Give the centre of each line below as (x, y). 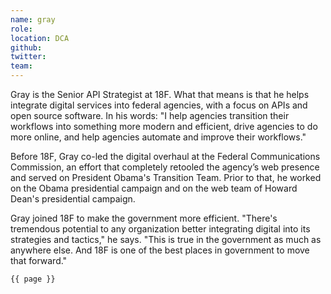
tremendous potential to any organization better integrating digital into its (160, 229)
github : (26, 47)
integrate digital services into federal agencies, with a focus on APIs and (159, 105)
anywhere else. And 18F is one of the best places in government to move (160, 250)
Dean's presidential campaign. (73, 199)
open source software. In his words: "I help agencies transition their (150, 115)
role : (21, 29)
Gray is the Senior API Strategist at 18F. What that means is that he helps (160, 94)
